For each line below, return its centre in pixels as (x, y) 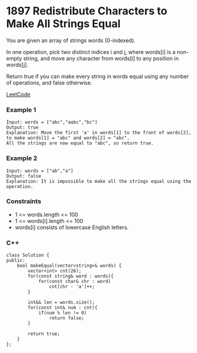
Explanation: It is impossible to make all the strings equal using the (99, 181)
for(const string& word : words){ (71, 276)
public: (16, 261)
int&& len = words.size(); (61, 303)
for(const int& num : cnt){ (63, 308)
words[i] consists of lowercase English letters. (72, 227)
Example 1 (21, 110)
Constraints (24, 201)
